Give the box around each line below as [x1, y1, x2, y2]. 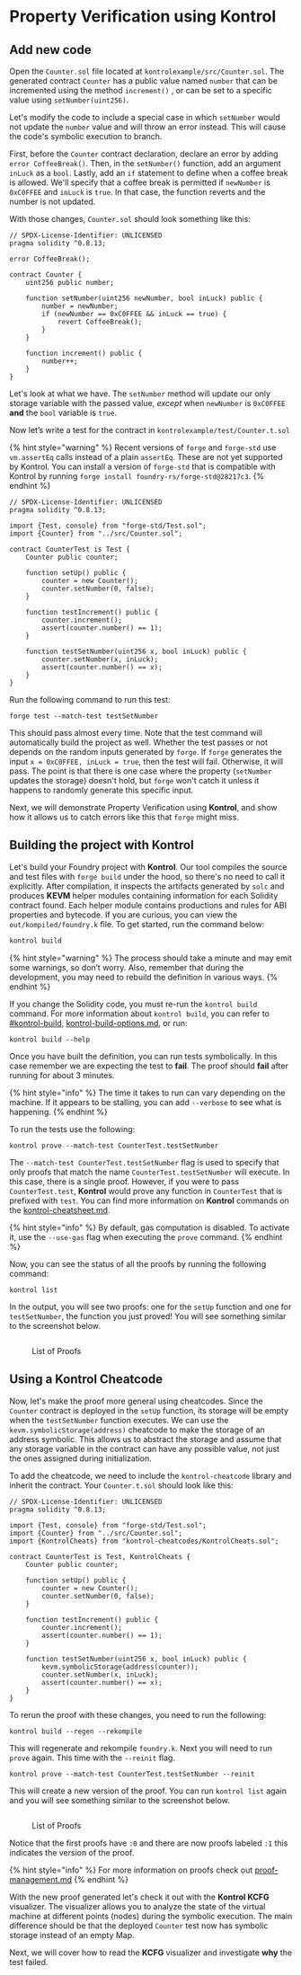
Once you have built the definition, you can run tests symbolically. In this [9, 1050, 278, 1061]
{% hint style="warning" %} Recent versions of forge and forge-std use [9, 442, 277, 453]
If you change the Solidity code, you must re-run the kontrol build [9, 998, 258, 1009]
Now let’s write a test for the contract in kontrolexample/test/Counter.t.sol [9, 425, 290, 435]
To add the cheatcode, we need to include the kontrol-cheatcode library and [9, 1470, 292, 1481]
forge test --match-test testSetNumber [9, 712, 159, 721]
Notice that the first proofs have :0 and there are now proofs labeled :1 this [9, 1838, 288, 1848]
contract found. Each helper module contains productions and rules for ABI [9, 899, 288, 910]
